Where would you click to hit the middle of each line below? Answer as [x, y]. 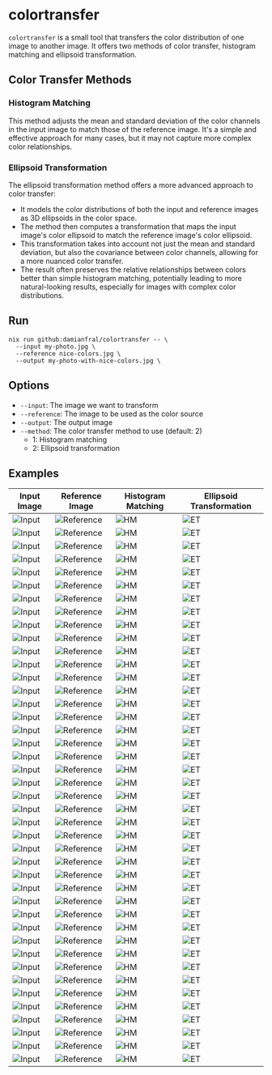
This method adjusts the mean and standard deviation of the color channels [134, 121]
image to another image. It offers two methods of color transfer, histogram [132, 45]
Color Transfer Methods [70, 80]
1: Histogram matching [70, 440]
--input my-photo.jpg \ [55, 346]
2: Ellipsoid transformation [76, 448]
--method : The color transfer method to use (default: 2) [111, 431]
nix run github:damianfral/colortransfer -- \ [88, 339]
